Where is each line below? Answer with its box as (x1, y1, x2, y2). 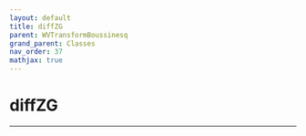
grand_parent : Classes (9, 38, 96, 48)
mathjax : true (9, 56, 64, 65)
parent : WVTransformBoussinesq (9, 30, 128, 39)
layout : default (9, 13, 71, 23)
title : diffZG (9, 22, 64, 31)
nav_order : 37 (9, 47, 64, 57)
